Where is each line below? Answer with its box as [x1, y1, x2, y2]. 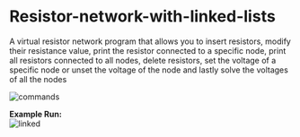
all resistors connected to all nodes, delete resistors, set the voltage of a [9, 55, 277, 65]
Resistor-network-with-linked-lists [9, 6, 276, 27]
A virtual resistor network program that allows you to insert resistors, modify [9, 36, 292, 47]
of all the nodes [9, 73, 67, 84]
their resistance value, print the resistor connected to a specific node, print [9, 45, 287, 56]
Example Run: [9, 108, 63, 119]
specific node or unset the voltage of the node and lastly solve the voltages [9, 64, 289, 75]
